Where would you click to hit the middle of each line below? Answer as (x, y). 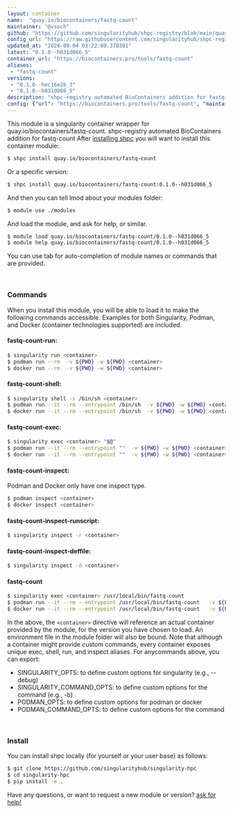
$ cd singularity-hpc (38, 775)
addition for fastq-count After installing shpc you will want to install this (109, 138)
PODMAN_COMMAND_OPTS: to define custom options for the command (121, 709)
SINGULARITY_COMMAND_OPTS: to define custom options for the (112, 687)
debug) (28, 680)
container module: (33, 146)
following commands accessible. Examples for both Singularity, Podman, (111, 317)
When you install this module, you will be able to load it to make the (103, 310)
